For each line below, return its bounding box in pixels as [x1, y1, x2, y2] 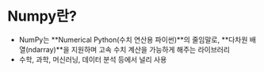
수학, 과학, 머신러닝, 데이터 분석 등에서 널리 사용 [18, 55, 167, 64]
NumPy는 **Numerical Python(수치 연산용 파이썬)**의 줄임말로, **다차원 [18, 35, 248, 44]
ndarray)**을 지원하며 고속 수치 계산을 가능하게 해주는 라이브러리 [28, 44, 231, 54]
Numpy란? [7, 7, 77, 25]
